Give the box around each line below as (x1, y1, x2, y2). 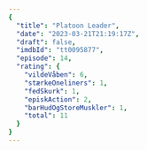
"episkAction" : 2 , (24, 94, 92, 104)
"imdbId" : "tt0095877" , (16, 46, 104, 55)
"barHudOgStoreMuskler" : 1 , (24, 103, 128, 112)
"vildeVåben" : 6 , (24, 71, 89, 79)
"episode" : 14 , (16, 54, 73, 63)
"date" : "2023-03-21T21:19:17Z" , (16, 29, 140, 38)
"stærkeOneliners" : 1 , (24, 79, 108, 87)
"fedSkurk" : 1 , (24, 86, 81, 95)
